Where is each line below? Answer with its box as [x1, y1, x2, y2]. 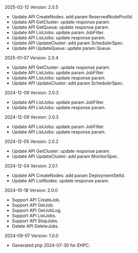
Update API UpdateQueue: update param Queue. [11, 45, 112, 51]
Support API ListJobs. [11, 212, 56, 218]
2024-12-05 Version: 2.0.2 [4, 138, 59, 144]
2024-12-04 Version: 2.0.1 [4, 163, 58, 169]
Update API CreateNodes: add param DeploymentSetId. [11, 172, 126, 178]
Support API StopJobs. [11, 218, 59, 224]
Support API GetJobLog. [11, 208, 62, 213]
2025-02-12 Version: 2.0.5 [4, 4, 59, 10]
